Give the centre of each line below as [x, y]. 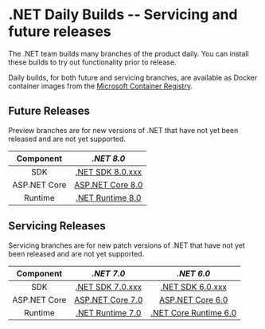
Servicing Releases [57, 226]
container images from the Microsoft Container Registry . [101, 86]
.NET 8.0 [109, 159]
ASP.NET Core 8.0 [109, 185]
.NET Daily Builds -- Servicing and [123, 15]
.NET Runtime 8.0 [108, 198]
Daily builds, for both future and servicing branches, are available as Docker [133, 77]
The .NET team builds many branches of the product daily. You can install [129, 53]
